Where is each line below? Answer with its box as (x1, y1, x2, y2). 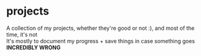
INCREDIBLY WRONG (6, 44, 61, 51)
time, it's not (6, 30, 38, 38)
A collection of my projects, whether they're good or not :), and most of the (6, 24, 195, 32)
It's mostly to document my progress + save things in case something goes (6, 37, 195, 44)
